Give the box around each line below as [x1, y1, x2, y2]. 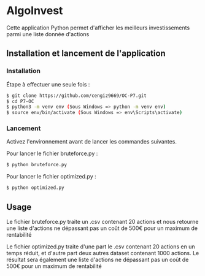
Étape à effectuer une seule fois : [6, 80, 90, 88]
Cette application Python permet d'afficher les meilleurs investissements [6, 24, 190, 31]
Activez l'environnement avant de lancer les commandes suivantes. [6, 138, 177, 145]
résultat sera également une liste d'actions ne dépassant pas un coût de [6, 256, 189, 263]
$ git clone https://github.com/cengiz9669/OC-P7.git [6, 93, 147, 99]
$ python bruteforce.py [6, 162, 68, 168]
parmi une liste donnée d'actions [6, 30, 90, 37]
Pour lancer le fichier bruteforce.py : [6, 150, 98, 157]
